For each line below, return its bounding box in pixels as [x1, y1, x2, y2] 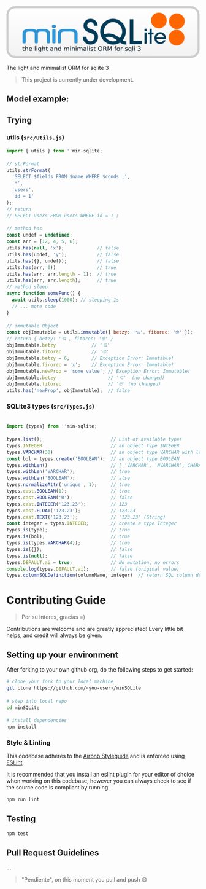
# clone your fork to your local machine [6, 679, 114, 685]
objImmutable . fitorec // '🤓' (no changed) [6, 381, 161, 387]
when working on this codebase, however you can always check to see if [6, 777, 191, 785]
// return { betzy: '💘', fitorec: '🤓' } [6, 335, 113, 342]
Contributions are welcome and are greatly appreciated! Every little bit [6, 625, 183, 633]
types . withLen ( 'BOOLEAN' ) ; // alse [6, 475, 131, 482]
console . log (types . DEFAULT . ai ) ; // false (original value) [6, 566, 180, 572]
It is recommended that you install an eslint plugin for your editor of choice [6, 771, 195, 778]
